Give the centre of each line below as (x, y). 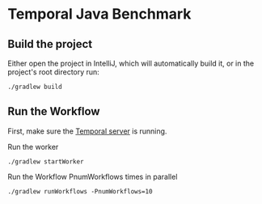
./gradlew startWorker (46, 161)
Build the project (50, 44)
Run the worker (33, 147)
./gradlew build (35, 87)
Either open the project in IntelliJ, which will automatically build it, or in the (131, 63)
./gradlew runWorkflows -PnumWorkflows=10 (80, 191)
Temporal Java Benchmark (99, 14)
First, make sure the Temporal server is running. (87, 131)
